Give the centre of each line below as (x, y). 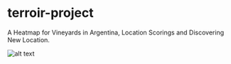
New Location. (28, 39)
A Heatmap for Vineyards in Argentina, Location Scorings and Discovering (116, 32)
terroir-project (50, 13)
